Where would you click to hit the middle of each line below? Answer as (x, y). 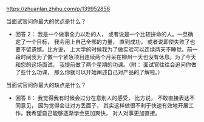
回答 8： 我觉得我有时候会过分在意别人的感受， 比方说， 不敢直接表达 (102, 98)
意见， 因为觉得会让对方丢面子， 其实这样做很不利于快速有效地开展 (104, 105)
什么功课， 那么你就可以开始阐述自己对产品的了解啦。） (94, 72)
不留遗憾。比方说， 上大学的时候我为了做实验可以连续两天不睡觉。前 (106, 49)
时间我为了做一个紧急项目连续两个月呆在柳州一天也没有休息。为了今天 (108, 57)
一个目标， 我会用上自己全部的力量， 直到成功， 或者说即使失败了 (108, 42)
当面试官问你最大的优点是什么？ (46, 21)
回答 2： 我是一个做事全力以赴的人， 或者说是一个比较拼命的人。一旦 (101, 34)
